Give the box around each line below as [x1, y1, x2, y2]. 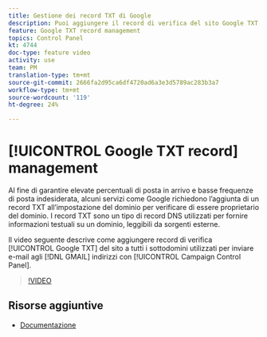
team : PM [8, 64, 37, 72]
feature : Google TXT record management [8, 26, 141, 34]
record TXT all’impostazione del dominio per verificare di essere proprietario [8, 203, 260, 212]
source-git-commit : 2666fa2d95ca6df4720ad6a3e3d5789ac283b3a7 [8, 78, 219, 86]
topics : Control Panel [8, 34, 84, 42]
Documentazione [19, 320, 77, 330]
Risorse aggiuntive [8, 299, 104, 312]
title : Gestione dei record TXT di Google [8, 11, 151, 20]
